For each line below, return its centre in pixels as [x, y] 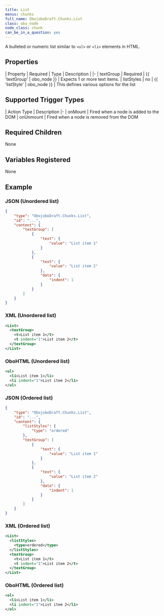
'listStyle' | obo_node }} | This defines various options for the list [70, 84]
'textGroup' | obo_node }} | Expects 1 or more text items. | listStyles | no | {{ [82, 79]
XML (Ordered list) [28, 526]
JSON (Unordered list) [32, 201]
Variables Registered [38, 160]
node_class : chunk [24, 28]
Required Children [33, 133]
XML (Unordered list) [31, 316]
